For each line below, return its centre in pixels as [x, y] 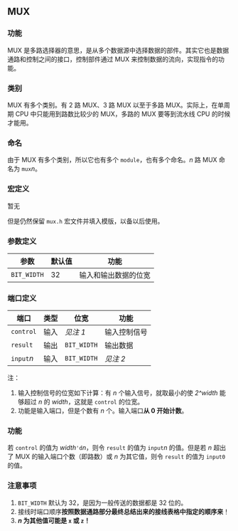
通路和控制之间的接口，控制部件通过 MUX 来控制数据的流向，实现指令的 [113, 59]
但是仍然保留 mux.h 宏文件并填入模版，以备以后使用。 [86, 221]
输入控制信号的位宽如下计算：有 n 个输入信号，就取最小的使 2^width [118, 393]
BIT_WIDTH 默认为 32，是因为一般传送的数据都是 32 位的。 [102, 503]
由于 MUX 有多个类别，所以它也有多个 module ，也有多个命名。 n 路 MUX [113, 160]
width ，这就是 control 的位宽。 [98, 402]
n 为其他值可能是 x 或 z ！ [54, 520]
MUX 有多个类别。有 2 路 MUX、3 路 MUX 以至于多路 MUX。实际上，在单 [116, 105]
